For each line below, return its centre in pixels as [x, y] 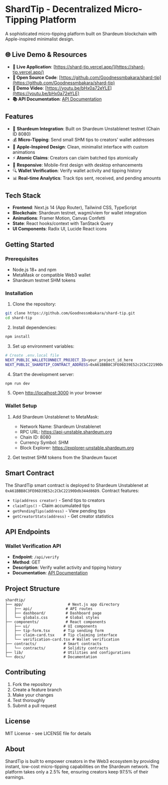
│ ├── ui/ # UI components [51, 626]
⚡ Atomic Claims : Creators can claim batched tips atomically [75, 157]
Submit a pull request [34, 705]
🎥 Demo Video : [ [29, 88]
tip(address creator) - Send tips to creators [58, 500]
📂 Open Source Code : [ [36, 77]
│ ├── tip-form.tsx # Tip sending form [54, 631]
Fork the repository [32, 684]
